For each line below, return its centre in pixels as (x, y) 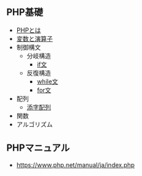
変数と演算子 (34, 38)
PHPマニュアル (38, 148)
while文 (48, 81)
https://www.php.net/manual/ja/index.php (75, 165)
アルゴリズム (34, 124)
